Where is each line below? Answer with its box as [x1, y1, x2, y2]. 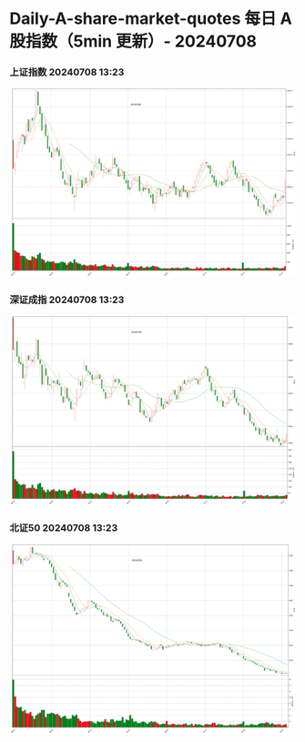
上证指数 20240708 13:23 [9, 66, 125, 78]
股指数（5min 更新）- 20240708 [9, 31, 258, 52]
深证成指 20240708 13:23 [9, 293, 125, 306]
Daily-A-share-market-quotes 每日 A [9, 8, 293, 29]
